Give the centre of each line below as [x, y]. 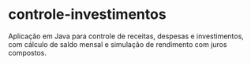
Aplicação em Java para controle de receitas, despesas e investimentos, [126, 36]
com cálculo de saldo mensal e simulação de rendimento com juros [118, 44]
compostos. [28, 52]
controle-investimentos [88, 14]
